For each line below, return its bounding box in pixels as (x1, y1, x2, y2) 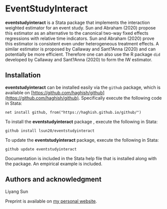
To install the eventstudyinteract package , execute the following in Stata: (5, 118, 158, 125)
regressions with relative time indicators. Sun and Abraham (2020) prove (5, 35, 155, 41)
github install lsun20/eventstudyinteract (5, 128, 95, 133)
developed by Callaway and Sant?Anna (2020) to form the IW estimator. (5, 56, 153, 62)
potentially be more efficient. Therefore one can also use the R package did (5, 51, 161, 57)
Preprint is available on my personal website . (5, 198, 97, 204)
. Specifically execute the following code (78, 95, 162, 101)
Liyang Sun (5, 188, 28, 195)
